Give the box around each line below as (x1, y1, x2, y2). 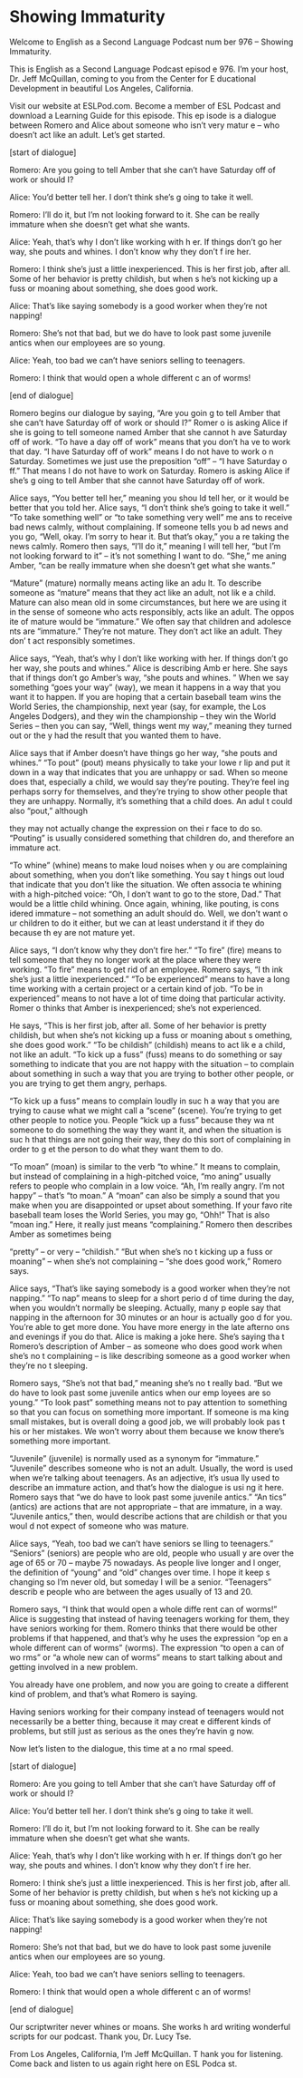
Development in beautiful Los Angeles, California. (9, 83, 194, 93)
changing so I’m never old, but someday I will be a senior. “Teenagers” (9, 1576, 272, 1588)
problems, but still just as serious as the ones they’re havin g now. (9, 1725, 255, 1736)
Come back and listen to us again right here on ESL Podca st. (9, 2058, 238, 2069)
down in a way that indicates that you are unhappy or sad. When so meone (9, 766, 289, 777)
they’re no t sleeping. (9, 1360, 89, 1371)
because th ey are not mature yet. (9, 927, 136, 937)
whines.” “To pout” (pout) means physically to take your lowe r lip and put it (9, 757, 291, 768)
